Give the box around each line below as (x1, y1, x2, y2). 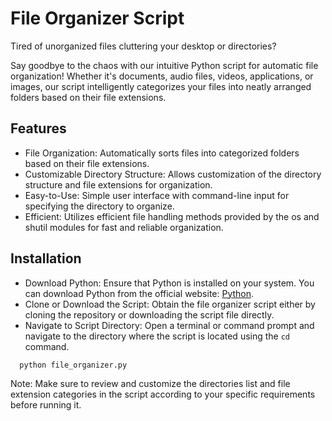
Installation (10, 250, 82, 267)
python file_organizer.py (19, 360, 128, 370)
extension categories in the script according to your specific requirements (10, 388, 316, 401)
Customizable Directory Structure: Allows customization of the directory (24, 168, 322, 180)
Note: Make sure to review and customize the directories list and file (10, 378, 291, 390)
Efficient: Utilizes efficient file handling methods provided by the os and (24, 210, 320, 222)
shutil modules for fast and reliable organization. (24, 221, 224, 233)
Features (10, 120, 67, 137)
